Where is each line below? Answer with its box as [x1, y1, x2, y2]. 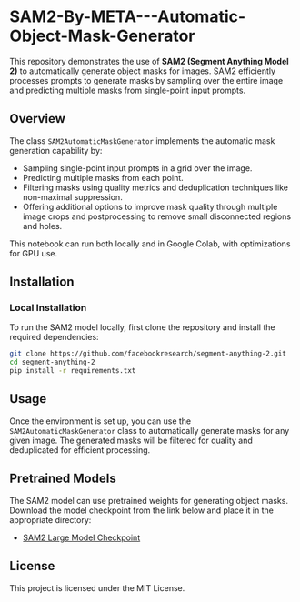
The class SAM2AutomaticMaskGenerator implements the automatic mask [9, 135, 275, 146]
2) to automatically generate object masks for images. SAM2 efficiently [9, 65, 275, 76]
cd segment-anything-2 [9, 357, 95, 367]
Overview [9, 111, 66, 126]
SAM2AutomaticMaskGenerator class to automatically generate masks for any [9, 425, 290, 436]
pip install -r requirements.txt [9, 366, 136, 376]
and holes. [22, 220, 63, 231]
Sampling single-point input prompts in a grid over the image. [22, 162, 253, 174]
